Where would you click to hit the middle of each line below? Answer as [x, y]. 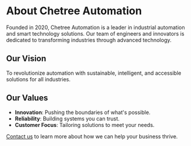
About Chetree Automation [74, 11]
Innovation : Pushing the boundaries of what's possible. [82, 112]
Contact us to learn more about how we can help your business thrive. [92, 136]
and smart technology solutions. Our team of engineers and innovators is [95, 33]
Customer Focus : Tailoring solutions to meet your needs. [85, 125]
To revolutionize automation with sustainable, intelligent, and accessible [94, 73]
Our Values [27, 98]
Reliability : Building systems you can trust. [67, 118]
